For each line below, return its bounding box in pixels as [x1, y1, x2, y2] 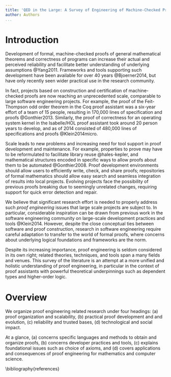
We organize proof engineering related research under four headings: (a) [5, 308, 158, 315]
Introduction [5, 34, 59, 46]
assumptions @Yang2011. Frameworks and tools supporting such [5, 67, 142, 73]
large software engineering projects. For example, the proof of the [5, 99, 144, 105]
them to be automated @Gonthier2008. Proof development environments [5, 162, 159, 168]
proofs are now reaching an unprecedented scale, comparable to [24, 93, 161, 99]
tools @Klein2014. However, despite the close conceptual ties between [5, 221, 154, 227]
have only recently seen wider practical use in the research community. [5, 78, 155, 84]
